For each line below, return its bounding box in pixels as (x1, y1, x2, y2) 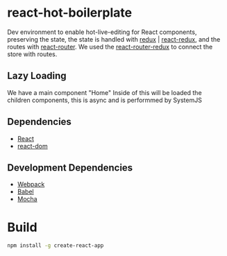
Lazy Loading (7, 70, 67, 82)
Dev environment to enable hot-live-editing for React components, (7, 28, 197, 36)
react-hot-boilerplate (7, 5, 133, 21)
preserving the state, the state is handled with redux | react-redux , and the (7, 35, 221, 43)
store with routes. (7, 50, 58, 58)
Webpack (17, 180, 45, 189)
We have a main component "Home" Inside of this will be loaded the (7, 88, 203, 96)
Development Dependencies (7, 162, 133, 173)
